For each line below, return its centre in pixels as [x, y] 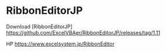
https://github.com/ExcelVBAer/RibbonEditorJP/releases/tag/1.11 [83, 32]
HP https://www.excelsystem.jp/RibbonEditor [60, 44]
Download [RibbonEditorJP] [39, 26]
